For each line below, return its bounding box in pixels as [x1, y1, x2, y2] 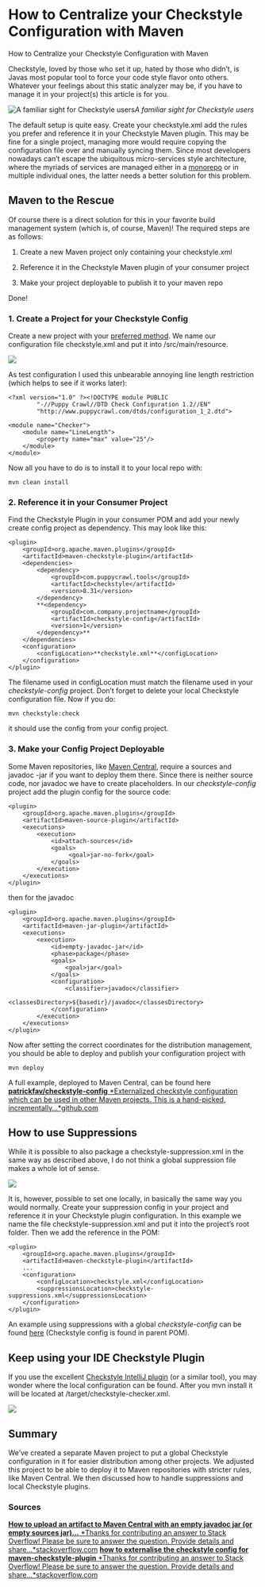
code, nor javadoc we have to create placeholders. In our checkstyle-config [8, 778, 256, 788]
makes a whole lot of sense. [8, 1164, 100, 1173]
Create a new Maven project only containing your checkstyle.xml [19, 247, 232, 256]
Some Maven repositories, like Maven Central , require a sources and [8, 761, 232, 771]
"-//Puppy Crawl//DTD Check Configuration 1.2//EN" [36, 401, 212, 409]
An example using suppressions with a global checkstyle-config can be [8, 1319, 242, 1329]
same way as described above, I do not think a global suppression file [8, 1155, 236, 1165]
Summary [8, 1427, 58, 1440]
